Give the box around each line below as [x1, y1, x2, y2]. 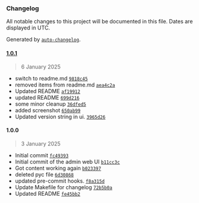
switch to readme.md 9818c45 [14, 74, 88, 82]
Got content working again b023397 [14, 164, 102, 172]
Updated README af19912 [14, 87, 81, 94]
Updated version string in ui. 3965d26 [14, 113, 106, 120]
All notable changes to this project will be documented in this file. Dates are [6, 18, 194, 25]
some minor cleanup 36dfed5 [14, 100, 87, 108]
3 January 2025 [20, 140, 61, 147]
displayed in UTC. [6, 24, 51, 31]
